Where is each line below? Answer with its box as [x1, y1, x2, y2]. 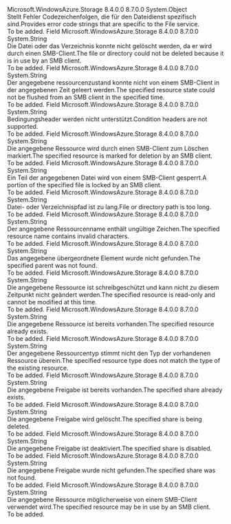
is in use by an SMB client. [7, 56, 82, 65]
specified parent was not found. [7, 262, 98, 269]
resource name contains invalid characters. [7, 232, 130, 240]
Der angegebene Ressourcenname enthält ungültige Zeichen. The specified [7, 225, 220, 233]
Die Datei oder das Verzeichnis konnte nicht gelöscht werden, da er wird [7, 42, 212, 50]
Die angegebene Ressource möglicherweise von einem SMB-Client [7, 496, 197, 503]
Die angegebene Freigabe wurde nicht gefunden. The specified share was [7, 466, 216, 474]
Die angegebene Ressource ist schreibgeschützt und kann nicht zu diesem [7, 284, 219, 291]
